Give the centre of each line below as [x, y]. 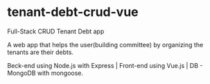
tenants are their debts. [41, 52]
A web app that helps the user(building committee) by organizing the [105, 44]
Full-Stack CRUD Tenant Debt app [56, 31]
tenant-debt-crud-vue [73, 12]
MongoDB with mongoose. [45, 73]
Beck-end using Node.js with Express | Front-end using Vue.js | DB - [105, 65]
